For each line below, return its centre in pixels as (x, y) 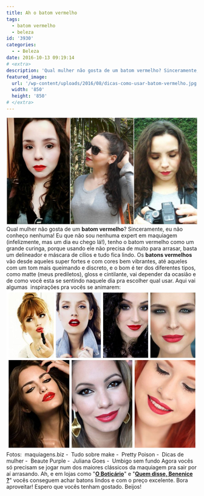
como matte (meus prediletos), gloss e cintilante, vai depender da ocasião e (101, 274)
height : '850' (29, 96)
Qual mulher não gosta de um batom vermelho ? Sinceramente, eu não (95, 229)
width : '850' (28, 90)
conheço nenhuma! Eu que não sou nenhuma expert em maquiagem (92, 236)
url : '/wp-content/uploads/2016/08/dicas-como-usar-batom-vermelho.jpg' (106, 83)
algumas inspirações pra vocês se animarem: (64, 287)
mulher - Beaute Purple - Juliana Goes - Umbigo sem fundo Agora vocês (100, 461)
